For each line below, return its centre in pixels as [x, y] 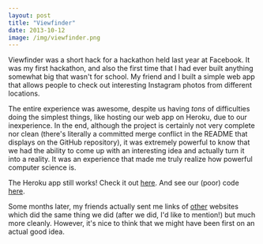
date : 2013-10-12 [37, 30]
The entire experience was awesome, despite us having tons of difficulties [129, 109]
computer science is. [42, 167]
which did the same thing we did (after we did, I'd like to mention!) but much [132, 215]
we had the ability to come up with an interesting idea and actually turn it [126, 151]
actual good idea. [36, 232]
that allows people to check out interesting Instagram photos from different [130, 85]
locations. [24, 94]
